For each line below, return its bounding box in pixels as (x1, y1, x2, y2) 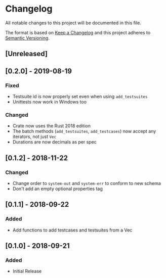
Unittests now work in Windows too (12, 99, 87, 105)
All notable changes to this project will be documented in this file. (5, 20, 142, 26)
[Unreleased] (5, 50, 48, 58)
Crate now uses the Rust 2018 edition (12, 123, 91, 129)
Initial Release (12, 268, 42, 274)
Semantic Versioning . (5, 35, 50, 41)
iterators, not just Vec (12, 133, 57, 140)
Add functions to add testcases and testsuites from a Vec (12, 227, 133, 233)
